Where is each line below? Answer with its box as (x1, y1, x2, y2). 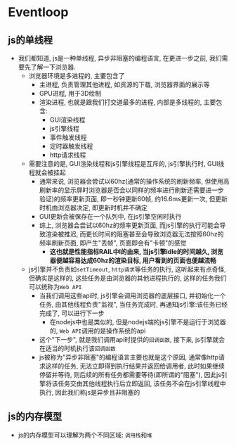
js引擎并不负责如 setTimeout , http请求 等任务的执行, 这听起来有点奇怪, (28, 265, 227, 273)
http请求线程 (49, 151, 86, 159)
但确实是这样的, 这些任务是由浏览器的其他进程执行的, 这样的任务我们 (28, 274, 227, 282)
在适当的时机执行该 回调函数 (39, 344, 116, 352)
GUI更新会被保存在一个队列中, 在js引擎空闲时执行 (39, 212, 182, 220)
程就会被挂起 (28, 168, 66, 177)
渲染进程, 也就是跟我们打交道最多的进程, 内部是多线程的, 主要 (39, 98, 216, 106)
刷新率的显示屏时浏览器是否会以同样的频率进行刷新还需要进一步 (39, 186, 224, 194)
